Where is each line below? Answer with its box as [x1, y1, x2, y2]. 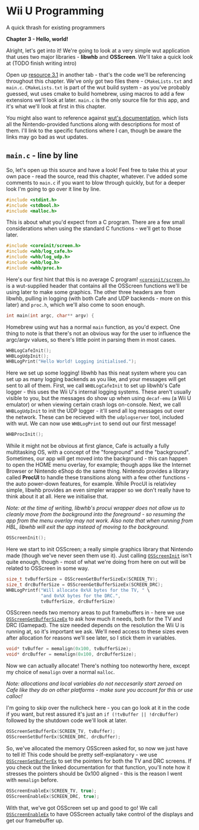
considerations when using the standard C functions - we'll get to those [6, 225, 182, 232]
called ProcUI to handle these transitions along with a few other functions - [6, 474, 190, 481]
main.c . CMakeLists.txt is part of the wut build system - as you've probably [6, 83, 190, 91]
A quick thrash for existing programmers [6, 24, 105, 31]
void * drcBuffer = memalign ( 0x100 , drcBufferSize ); [6, 651, 137, 657]
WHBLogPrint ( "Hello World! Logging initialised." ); [6, 358, 137, 364]
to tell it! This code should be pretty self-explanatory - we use [6, 751, 157, 758]
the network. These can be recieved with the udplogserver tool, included [6, 414, 184, 421]
